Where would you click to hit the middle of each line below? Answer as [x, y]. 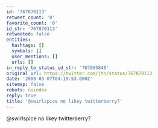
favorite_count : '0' [32, 23]
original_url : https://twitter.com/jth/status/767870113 [79, 73]
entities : [19, 40]
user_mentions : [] [35, 56]
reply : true [21, 96]
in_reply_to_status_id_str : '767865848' [58, 68]
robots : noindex [27, 90]
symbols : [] [27, 51]
